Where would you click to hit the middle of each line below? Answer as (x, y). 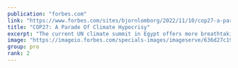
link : (15, 21)
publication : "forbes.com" (47, 14)
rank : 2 (19, 54)
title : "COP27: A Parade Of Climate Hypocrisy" (79, 27)
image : (17, 40)
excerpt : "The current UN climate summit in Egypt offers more (103, 34)
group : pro (23, 47)
